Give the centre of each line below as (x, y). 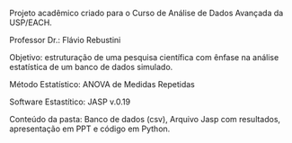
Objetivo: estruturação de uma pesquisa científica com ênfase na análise (144, 57)
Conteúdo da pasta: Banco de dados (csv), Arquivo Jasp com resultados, (145, 119)
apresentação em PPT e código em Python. (90, 129)
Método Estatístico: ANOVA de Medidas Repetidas (102, 84)
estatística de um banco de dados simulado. (91, 67)
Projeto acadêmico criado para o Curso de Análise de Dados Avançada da (146, 13)
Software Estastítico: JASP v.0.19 (70, 102)
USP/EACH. (31, 22)
